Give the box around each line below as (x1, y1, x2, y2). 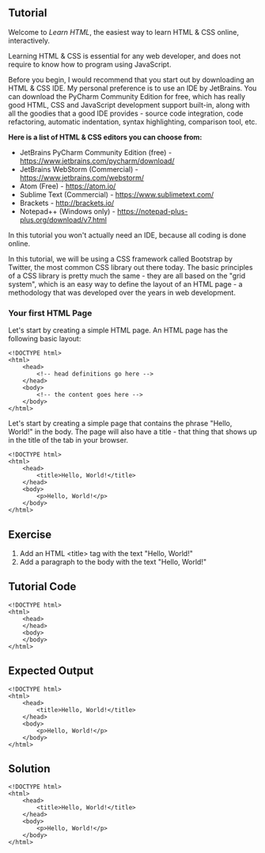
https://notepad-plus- (117, 206, 188, 216)
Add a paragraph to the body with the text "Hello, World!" (19, 557, 207, 566)
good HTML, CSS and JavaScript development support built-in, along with (8, 100, 251, 109)
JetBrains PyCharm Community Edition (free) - (19, 147, 172, 157)
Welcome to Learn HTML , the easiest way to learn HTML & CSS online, (8, 27, 240, 36)
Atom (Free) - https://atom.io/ (19, 181, 116, 191)
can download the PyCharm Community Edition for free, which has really (8, 91, 246, 101)
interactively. (8, 36, 50, 45)
